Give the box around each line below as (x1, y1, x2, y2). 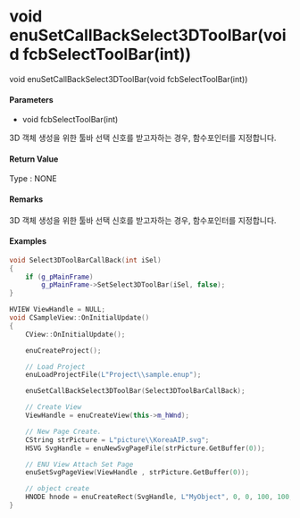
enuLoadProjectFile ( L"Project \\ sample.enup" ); (25, 371, 202, 380)
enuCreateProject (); (25, 346, 102, 355)
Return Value (9, 154, 59, 164)
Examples (9, 236, 47, 246)
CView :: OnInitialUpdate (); (25, 330, 126, 338)
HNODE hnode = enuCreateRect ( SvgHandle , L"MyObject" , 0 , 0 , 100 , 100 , (25, 493, 294, 502)
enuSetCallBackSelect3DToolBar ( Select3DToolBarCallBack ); (25, 387, 246, 396)
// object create (25, 484, 90, 493)
